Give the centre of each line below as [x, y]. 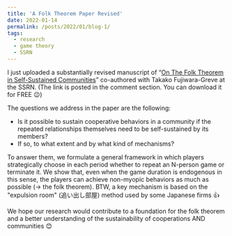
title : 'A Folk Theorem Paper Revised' [65, 14]
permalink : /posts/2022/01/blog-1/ [59, 26]
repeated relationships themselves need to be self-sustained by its [113, 129]
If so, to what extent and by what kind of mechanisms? [96, 143]
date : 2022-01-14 [32, 20]
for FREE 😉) [25, 94]
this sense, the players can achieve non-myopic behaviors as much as [108, 179]
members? [33, 136]
